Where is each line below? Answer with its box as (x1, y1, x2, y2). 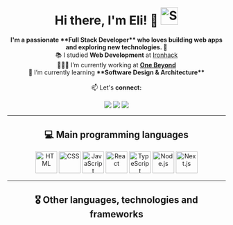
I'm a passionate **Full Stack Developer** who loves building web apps (10, 35, 223, 44)
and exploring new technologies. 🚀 (65, 42, 168, 51)
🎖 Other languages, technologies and (35, 194, 198, 206)
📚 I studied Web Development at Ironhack (55, 51, 178, 59)
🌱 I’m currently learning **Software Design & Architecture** (28, 68, 205, 76)
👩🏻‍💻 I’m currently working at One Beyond (56, 60, 177, 69)
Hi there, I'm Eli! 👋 (54, 12, 158, 28)
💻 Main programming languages (44, 129, 189, 141)
